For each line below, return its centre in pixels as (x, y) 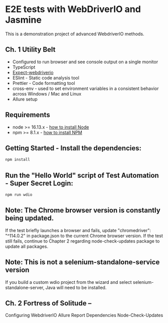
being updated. (30, 218)
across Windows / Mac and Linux (47, 93)
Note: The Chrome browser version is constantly (83, 210)
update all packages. (27, 246)
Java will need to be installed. (76, 287)
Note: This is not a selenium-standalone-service (82, 262)
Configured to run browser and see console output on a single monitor (85, 62)
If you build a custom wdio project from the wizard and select (68, 282)
